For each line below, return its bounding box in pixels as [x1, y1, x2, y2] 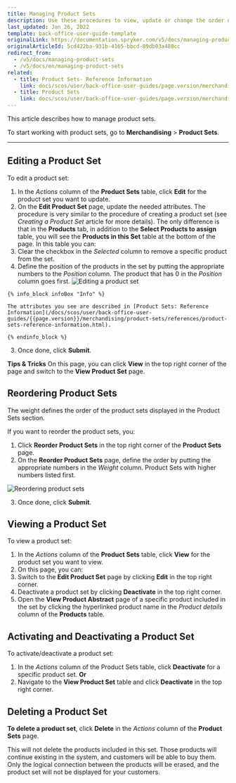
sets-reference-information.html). [7, 321, 112, 328]
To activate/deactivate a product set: [7, 649, 114, 658]
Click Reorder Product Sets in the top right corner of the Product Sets [17, 441, 222, 449]
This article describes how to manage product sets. [7, 115, 157, 123]
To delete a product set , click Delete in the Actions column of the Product [7, 725, 223, 733]
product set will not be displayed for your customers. [7, 768, 160, 777]
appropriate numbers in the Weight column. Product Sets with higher [17, 463, 216, 472]
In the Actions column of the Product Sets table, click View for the [17, 550, 211, 559]
